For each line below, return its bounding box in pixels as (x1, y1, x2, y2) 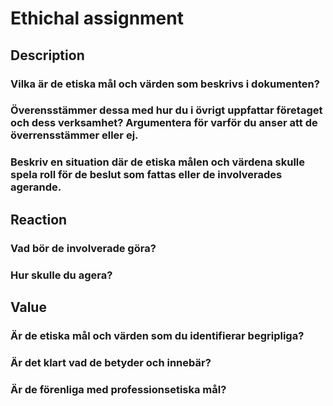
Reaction (10, 211, 68, 228)
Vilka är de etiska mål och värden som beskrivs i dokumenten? (10, 77, 320, 91)
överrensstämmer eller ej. (10, 128, 139, 142)
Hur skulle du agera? (10, 268, 113, 282)
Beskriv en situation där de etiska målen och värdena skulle (10, 155, 305, 169)
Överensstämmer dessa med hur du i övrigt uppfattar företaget (10, 103, 323, 117)
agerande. (10, 180, 62, 194)
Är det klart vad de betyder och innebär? (10, 355, 212, 369)
